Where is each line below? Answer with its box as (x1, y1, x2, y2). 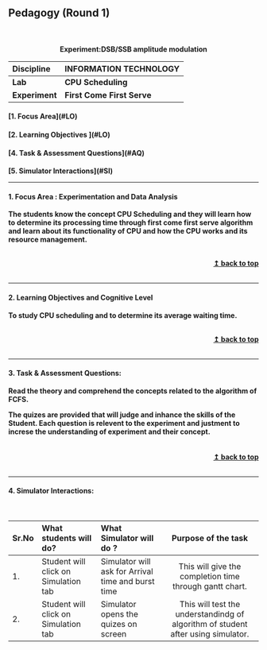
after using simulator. (170, 629, 250, 639)
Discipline (12, 63, 51, 74)
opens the (100, 609, 139, 619)
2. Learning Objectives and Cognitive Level (8, 292, 153, 302)
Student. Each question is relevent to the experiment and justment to (8, 418, 240, 428)
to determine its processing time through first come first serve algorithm (8, 218, 253, 227)
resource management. (8, 234, 87, 245)
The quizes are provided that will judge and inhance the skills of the (8, 409, 236, 420)
